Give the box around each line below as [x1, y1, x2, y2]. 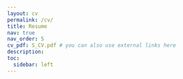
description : [7, 49, 45, 56]
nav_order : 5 [7, 36, 45, 43]
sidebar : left [13, 61, 53, 68]
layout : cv [7, 10, 38, 17]
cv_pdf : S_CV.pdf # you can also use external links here [7, 42, 176, 49]
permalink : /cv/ [7, 16, 53, 23]
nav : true [7, 29, 36, 36]
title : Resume [7, 23, 48, 30]
